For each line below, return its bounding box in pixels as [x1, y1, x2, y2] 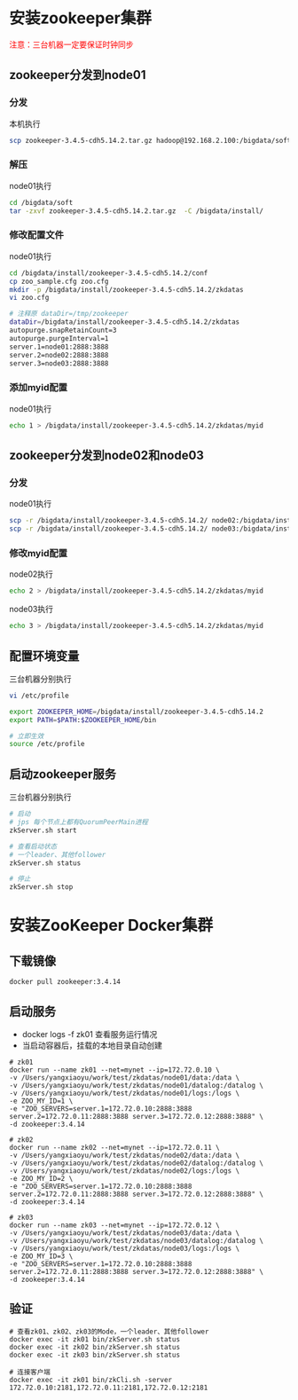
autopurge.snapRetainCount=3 [9, 326, 117, 335]
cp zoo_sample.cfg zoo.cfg [9, 277, 109, 286]
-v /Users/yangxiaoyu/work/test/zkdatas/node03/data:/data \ [9, 1228, 240, 1238]
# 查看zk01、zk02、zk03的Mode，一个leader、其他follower [9, 1327, 209, 1336]
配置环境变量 [9, 649, 80, 664]
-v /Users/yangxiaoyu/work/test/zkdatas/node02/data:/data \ [9, 1151, 240, 1160]
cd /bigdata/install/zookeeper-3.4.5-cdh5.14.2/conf [9, 268, 208, 278]
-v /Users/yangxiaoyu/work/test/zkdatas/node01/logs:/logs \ [9, 1089, 240, 1097]
